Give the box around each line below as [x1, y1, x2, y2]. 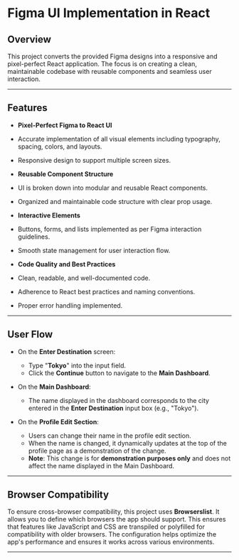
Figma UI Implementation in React [7, 5, 211, 21]
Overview [7, 33, 52, 45]
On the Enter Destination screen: [17, 347, 116, 356]
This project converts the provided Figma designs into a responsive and [7, 52, 218, 60]
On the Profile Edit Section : [17, 417, 100, 426]
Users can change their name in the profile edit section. [28, 431, 192, 440]
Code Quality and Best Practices [17, 259, 116, 268]
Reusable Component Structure [17, 169, 114, 178]
